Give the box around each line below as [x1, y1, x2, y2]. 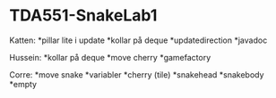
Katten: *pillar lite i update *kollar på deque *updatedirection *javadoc [9, 35, 268, 45]
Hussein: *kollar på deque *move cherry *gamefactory [9, 52, 211, 62]
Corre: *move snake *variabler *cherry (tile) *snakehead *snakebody [9, 69, 264, 80]
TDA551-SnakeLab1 [9, 5, 158, 26]
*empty [9, 78, 38, 89]
